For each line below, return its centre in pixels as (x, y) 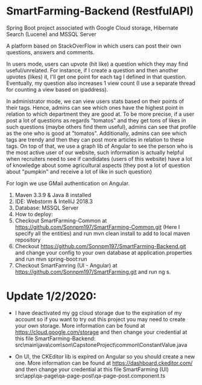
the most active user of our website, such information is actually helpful (95, 152)
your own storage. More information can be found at (80, 325)
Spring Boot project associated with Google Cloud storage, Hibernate (92, 28)
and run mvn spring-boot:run (51, 259)
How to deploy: (34, 214)
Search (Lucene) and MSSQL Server (51, 34)
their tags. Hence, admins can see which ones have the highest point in (95, 107)
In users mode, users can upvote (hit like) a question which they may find (97, 64)
